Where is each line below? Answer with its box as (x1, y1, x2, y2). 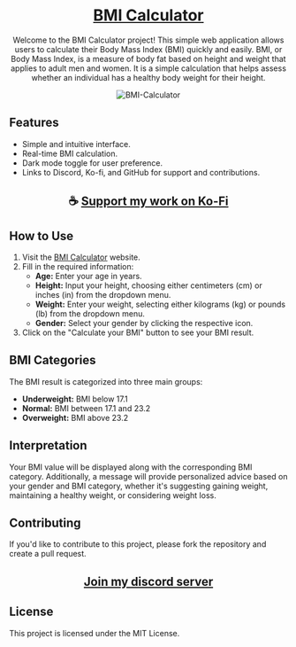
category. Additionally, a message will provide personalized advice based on (9, 471, 288, 481)
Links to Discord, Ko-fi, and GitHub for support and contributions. (21, 167, 261, 177)
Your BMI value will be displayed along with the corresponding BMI (9, 462, 253, 472)
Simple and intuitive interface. (21, 138, 131, 149)
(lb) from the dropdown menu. (34, 308, 146, 319)
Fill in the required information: (21, 261, 134, 271)
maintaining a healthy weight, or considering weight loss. (9, 489, 216, 501)
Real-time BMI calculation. (21, 148, 118, 159)
